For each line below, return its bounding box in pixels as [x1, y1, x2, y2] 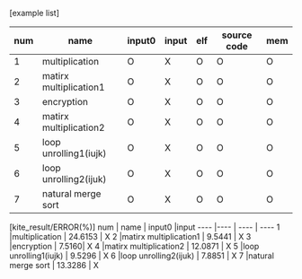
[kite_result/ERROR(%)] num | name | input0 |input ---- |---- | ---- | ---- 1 [9, 222, 280, 232]
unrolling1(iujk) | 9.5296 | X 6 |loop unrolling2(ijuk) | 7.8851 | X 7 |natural [9, 250, 274, 261]
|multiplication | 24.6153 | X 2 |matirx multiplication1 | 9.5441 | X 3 [9, 231, 252, 241]
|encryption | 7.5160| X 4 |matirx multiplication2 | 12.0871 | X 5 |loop [9, 241, 260, 251]
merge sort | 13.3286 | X [9, 260, 99, 270]
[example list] [9, 8, 60, 18]
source [221, 29, 253, 41]
